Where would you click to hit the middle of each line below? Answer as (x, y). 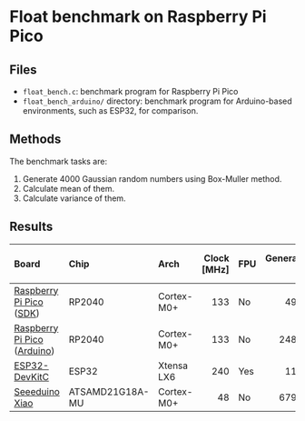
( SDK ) (27, 313)
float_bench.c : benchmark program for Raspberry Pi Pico (130, 91)
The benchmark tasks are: (58, 161)
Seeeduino (37, 391)
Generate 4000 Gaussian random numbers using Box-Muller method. (152, 178)
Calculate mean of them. (69, 188)
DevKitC (32, 376)
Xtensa (173, 366)
